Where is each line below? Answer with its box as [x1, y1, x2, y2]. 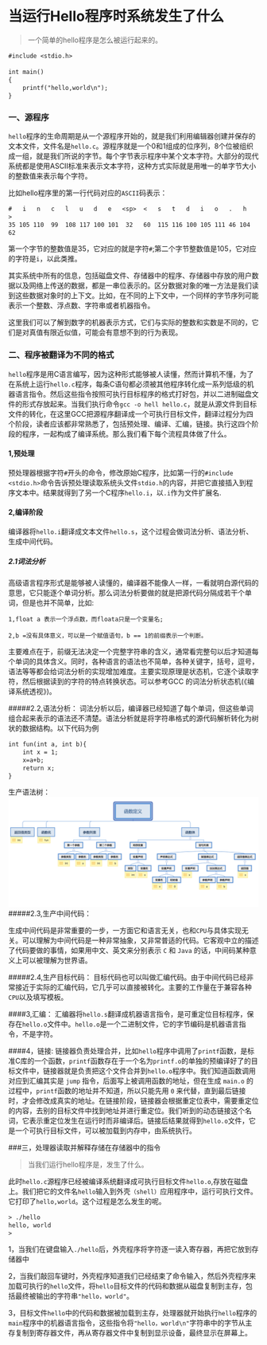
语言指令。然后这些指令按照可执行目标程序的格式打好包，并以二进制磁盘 [14, 389, 252, 398]
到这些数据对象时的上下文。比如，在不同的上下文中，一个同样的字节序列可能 [8, 291, 259, 300]
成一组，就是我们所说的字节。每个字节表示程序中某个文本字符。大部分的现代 [8, 151, 259, 161]
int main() [8, 68, 44, 76]
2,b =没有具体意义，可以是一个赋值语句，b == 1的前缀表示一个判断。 [8, 631, 207, 640]
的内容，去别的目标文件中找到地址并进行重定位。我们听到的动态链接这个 [8, 1106, 245, 1116]
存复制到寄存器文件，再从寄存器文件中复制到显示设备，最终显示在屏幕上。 [8, 1328, 252, 1338]
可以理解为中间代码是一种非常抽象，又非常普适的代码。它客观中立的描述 [21, 935, 259, 945]
